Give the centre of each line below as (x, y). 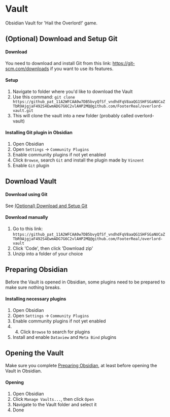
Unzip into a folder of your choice (48, 253)
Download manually (27, 217)
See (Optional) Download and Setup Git (46, 206)
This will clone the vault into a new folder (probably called (73, 115)
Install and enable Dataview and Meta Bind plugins (64, 337)
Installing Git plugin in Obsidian (39, 133)
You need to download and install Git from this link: (58, 63)
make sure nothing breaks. (33, 287)
